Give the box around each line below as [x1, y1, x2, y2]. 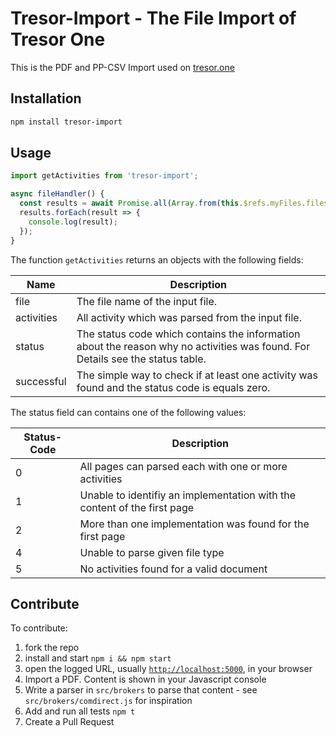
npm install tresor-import [10, 117, 123, 127]
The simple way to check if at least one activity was [76, 368, 319, 382]
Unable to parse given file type [79, 545, 225, 559]
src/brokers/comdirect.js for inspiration [24, 695, 193, 707]
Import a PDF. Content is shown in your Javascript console [24, 673, 267, 686]
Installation [10, 90, 82, 107]
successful [15, 374, 67, 388]
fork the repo [24, 642, 80, 654]
